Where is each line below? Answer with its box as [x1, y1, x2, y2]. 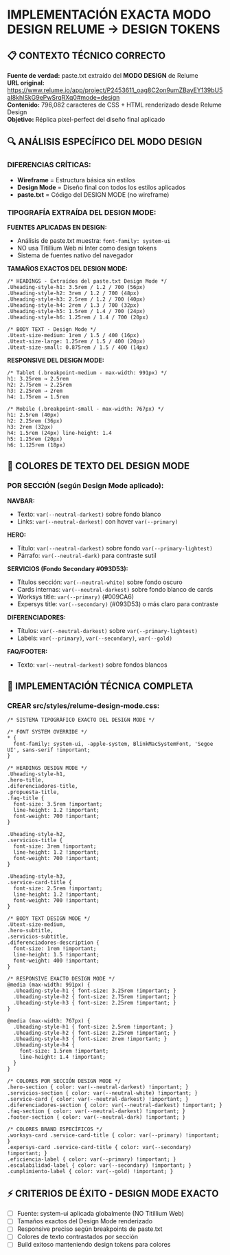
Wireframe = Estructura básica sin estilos [16, 175, 136, 184]
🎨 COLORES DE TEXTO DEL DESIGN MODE [7, 460, 190, 472]
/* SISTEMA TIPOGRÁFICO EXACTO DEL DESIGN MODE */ [7, 716, 155, 724]
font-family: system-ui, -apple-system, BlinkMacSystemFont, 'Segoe [13, 740, 214, 748]
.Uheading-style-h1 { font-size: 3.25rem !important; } [13, 987, 176, 994]
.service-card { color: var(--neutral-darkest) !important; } [7, 1096, 189, 1103]
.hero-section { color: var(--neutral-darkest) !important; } [7, 1084, 189, 1091]
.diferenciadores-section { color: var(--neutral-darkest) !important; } [7, 1102, 223, 1109]
